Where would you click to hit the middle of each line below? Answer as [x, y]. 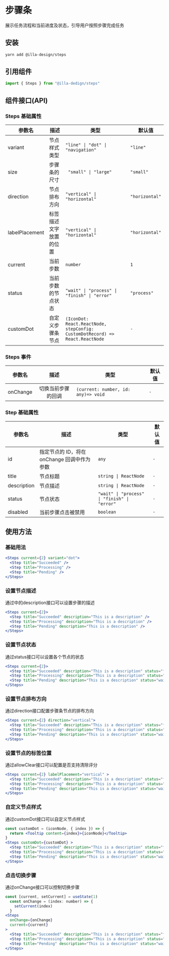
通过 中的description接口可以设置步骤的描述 [50, 603]
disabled [18, 512]
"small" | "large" [90, 172]
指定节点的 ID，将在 [63, 452]
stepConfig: [79, 329]
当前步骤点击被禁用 [62, 512]
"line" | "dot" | [86, 145]
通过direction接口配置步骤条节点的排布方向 [50, 711]
